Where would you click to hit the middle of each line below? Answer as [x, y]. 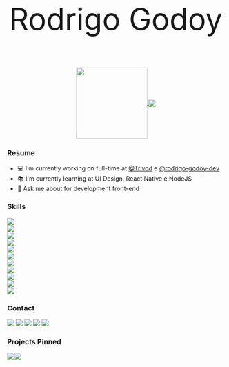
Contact [21, 308]
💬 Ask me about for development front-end [78, 189]
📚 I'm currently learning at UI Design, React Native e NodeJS [104, 179]
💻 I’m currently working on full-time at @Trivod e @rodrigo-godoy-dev [118, 168]
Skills [17, 206]
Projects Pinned [34, 341]
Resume [21, 152]
